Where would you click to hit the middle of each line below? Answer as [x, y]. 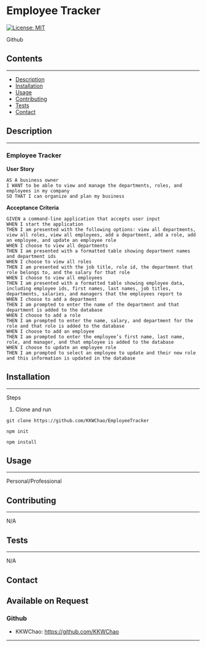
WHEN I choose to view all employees [55, 278]
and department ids [31, 256]
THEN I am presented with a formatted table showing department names [98, 251]
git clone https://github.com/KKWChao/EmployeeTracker [78, 420]
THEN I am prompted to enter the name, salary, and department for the [100, 320]
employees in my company [38, 191]
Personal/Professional [34, 481]
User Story [21, 168]
